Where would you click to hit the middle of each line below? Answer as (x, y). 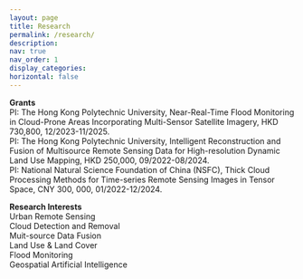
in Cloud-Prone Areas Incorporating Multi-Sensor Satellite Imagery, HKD (144, 121)
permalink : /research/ (52, 34)
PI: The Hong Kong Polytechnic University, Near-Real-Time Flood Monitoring (152, 112)
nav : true (28, 52)
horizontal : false (44, 77)
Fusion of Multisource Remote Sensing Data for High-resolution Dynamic (145, 150)
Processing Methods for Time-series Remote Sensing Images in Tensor (142, 179)
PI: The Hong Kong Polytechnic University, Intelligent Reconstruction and (145, 140)
